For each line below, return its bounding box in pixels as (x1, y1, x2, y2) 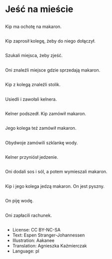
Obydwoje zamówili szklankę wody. (5, 139, 78, 146)
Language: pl (12, 248, 40, 254)
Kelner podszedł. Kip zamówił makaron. (5, 110, 86, 116)
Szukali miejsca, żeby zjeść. (5, 53, 63, 59)
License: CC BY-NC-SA (12, 227, 61, 233)
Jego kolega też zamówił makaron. (5, 125, 77, 131)
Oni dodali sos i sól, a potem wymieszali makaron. (5, 169, 108, 175)
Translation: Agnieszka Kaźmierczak (12, 243, 87, 249)
